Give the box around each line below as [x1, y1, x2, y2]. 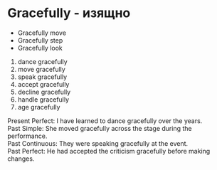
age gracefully [17, 102, 60, 111]
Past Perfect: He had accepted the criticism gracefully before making [7, 147, 211, 155]
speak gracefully [17, 73, 68, 81]
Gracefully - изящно [7, 5, 131, 21]
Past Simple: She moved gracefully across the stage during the [7, 124, 192, 132]
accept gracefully [17, 80, 70, 88]
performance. [7, 132, 48, 140]
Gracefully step [17, 36, 63, 44]
